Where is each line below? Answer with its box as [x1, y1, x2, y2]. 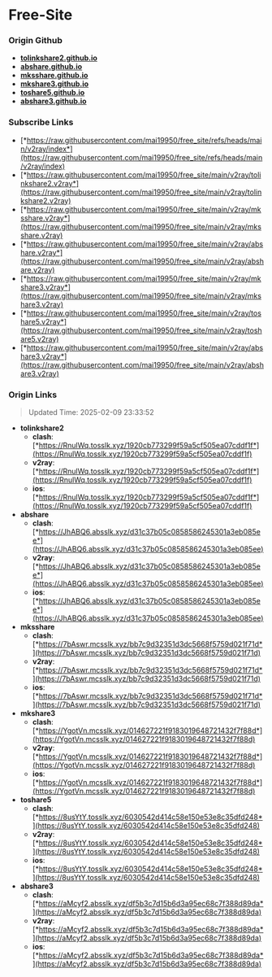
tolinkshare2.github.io [19, 53, 97, 63]
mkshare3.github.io [19, 79, 89, 89]
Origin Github [8, 35, 63, 46]
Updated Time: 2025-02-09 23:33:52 [28, 408, 154, 417]
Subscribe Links [8, 116, 74, 128]
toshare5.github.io [19, 88, 85, 98]
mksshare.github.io [19, 71, 89, 81]
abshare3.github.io [19, 96, 87, 107]
